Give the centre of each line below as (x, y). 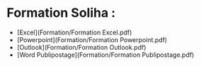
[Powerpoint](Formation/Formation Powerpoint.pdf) (92, 39)
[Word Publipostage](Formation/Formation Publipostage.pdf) (105, 55)
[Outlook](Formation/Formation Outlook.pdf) (81, 47)
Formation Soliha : (61, 13)
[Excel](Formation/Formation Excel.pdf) (74, 32)
